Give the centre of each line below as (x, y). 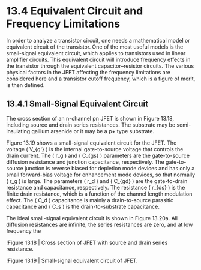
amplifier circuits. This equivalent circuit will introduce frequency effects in (98, 59)
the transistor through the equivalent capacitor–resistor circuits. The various (100, 66)
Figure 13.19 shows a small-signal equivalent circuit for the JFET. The (91, 143)
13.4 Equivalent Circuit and (75, 11)
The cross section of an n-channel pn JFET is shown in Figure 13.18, (90, 118)
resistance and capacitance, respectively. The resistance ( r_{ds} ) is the (96, 187)
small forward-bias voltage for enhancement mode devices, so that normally (101, 175)
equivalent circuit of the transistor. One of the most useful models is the (95, 47)
